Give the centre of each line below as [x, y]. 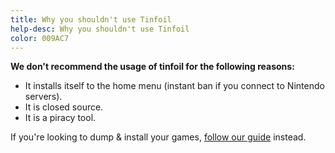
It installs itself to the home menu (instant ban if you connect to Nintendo [174, 86]
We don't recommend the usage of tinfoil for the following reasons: [152, 67]
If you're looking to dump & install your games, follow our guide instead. [158, 137]
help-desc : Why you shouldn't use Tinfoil [100, 29]
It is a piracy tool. [60, 118]
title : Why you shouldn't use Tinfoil [91, 19]
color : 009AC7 [40, 38]
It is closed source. [64, 107]
